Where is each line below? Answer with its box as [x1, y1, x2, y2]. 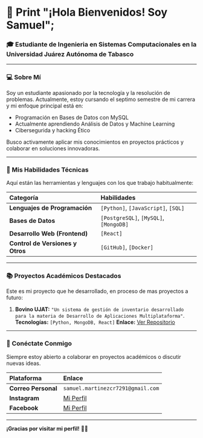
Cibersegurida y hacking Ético [14, 126, 91, 134]
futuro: [6, 294, 23, 301]
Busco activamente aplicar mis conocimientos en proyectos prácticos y [6, 138, 184, 146]
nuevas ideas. [6, 359, 41, 367]
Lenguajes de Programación [9, 204, 92, 212]
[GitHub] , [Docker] [100, 243, 154, 251]
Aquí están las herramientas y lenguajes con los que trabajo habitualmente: [6, 179, 194, 187]
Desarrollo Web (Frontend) [9, 230, 88, 238]
